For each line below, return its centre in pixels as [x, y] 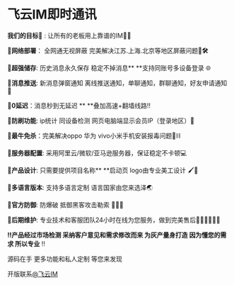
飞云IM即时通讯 [52, 15]
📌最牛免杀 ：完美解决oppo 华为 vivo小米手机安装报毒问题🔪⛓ [94, 135]
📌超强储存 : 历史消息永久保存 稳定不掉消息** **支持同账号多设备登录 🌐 [109, 67]
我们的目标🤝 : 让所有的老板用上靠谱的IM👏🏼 [69, 35]
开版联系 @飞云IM [33, 274]
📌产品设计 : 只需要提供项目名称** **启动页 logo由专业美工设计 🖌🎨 [103, 170]
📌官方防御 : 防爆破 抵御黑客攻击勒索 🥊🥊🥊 [65, 205]
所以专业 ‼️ [30, 244]
